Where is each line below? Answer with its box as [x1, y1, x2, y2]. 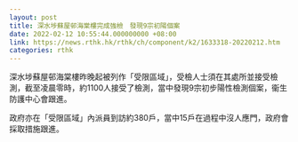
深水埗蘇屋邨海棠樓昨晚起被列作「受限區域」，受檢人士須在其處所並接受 [9, 72, 270, 83]
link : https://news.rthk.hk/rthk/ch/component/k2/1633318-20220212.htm [9, 37, 280, 47]
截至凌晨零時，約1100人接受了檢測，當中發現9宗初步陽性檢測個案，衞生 [24, 83, 287, 93]
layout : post [9, 12, 58, 22]
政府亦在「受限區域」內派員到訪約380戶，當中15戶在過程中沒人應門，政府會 [9, 113, 289, 123]
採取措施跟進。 [9, 123, 64, 134]
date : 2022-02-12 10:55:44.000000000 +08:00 [9, 29, 177, 38]
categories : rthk [9, 46, 74, 55]
